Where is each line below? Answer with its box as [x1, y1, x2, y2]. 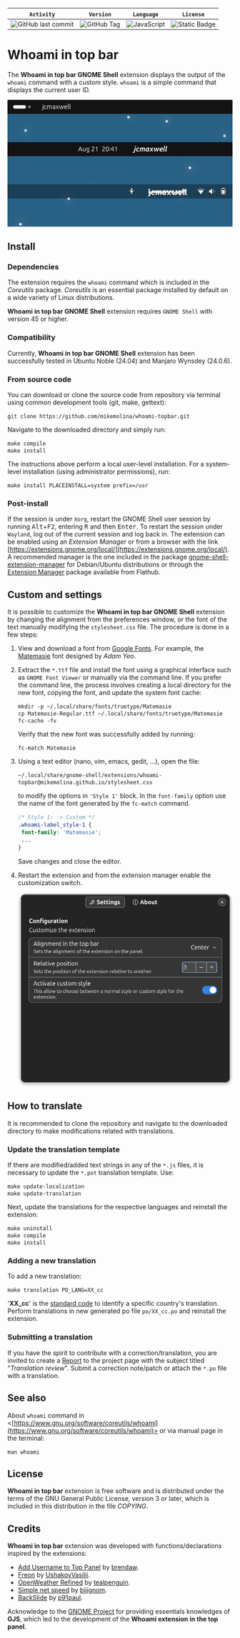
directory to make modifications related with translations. [7, 1127, 175, 1135]
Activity [29, 11, 56, 18]
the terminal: [7, 1434, 45, 1442]
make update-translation [7, 1190, 81, 1197]
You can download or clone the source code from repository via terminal [7, 391, 221, 399]
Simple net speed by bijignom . [17, 1586, 107, 1594]
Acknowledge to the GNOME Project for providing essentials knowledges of [7, 1607, 231, 1616]
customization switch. [17, 878, 83, 887]
